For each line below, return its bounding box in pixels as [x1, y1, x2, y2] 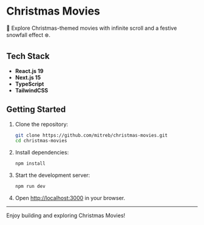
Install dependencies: [15, 149, 69, 156]
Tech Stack [6, 51, 50, 61]
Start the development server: [15, 171, 90, 179]
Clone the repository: [15, 120, 69, 128]
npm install [15, 161, 46, 167]
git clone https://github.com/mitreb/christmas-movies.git [15, 132, 168, 138]
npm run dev [15, 184, 46, 190]
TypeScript [15, 80, 44, 88]
